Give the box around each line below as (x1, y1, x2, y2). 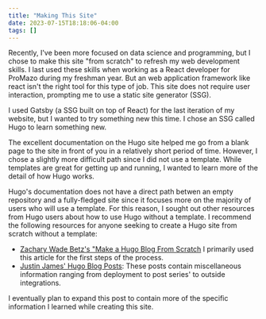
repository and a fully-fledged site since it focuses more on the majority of (8, 195, 252, 205)
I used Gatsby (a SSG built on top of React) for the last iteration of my (8, 106, 235, 115)
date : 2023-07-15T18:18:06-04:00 (8, 19, 119, 27)
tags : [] (8, 26, 37, 34)
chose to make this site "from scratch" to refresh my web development (8, 56, 241, 66)
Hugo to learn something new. (8, 122, 107, 132)
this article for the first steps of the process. (19, 253, 164, 263)
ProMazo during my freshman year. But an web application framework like (8, 73, 251, 83)
